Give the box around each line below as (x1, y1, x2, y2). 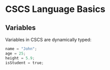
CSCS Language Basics (5, 3, 105, 15)
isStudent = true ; (5, 60, 44, 65)
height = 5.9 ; (5, 55, 35, 60)
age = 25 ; (5, 51, 26, 56)
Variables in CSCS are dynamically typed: (5, 36, 92, 42)
